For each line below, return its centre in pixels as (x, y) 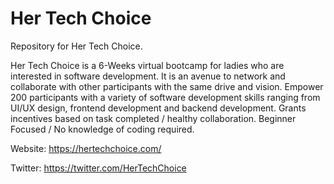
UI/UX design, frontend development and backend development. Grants (158, 108)
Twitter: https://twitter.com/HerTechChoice (98, 168)
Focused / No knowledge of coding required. (102, 129)
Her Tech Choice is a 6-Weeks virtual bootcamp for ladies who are (147, 65)
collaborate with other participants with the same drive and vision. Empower (167, 86)
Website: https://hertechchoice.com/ (86, 148)
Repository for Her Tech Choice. (76, 46)
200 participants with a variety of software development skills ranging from (165, 97)
